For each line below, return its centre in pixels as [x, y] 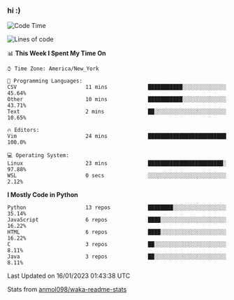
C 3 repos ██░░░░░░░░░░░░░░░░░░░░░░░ [117, 245]
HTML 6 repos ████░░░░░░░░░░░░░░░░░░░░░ [117, 232]
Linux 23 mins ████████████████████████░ [117, 163]
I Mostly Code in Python [43, 195]
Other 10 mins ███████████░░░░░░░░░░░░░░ [117, 100]
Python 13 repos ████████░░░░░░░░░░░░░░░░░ [117, 208]
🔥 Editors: [23, 130]
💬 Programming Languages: [45, 81]
